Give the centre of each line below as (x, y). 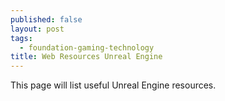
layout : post (37, 29)
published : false (46, 19)
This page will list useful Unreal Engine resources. (113, 85)
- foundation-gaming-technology (87, 47)
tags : (21, 38)
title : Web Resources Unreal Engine (86, 57)
